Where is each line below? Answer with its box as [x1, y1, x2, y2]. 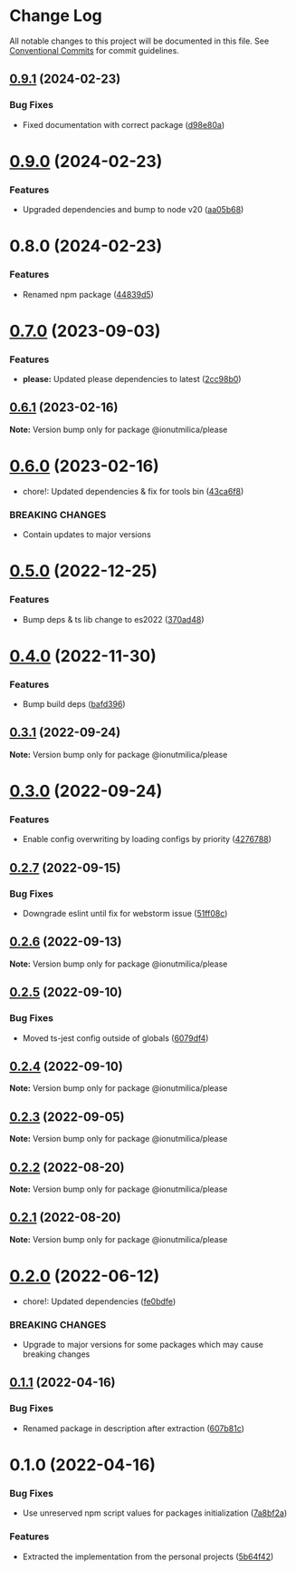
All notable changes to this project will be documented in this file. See [9, 35, 270, 46]
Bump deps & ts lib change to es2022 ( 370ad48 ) [22, 614, 205, 624]
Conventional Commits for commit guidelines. [9, 44, 179, 55]
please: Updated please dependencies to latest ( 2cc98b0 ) [22, 374, 242, 385]
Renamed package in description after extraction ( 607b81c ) [22, 1422, 244, 1434]
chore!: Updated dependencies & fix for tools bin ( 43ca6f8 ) [22, 486, 244, 496]
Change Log [9, 5, 102, 26]
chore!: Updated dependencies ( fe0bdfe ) [22, 1295, 177, 1307]
